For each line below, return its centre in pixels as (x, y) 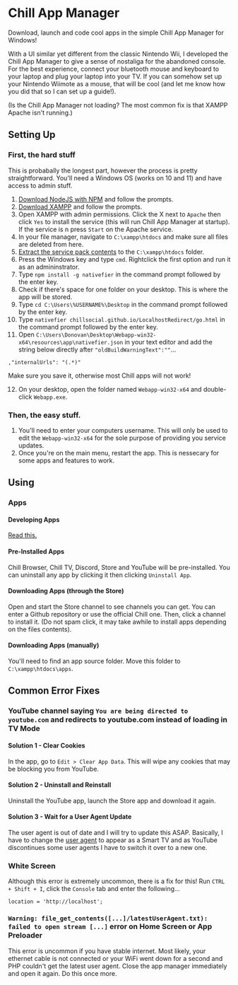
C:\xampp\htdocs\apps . (41, 669)
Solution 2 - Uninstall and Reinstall (60, 785)
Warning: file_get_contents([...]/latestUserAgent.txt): (108, 919)
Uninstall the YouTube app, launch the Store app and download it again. (112, 800)
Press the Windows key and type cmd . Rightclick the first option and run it (124, 259)
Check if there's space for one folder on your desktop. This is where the (123, 289)
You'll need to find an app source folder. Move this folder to (94, 661)
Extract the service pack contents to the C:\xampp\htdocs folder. (111, 252)
